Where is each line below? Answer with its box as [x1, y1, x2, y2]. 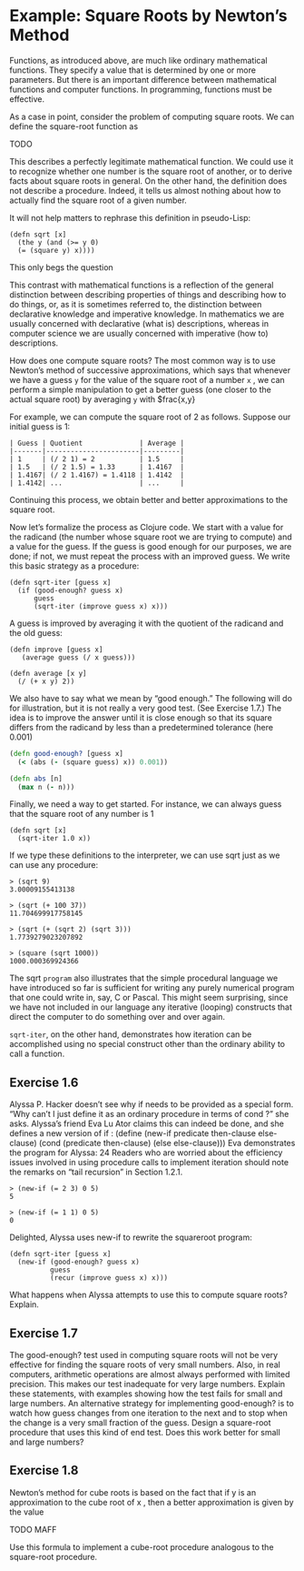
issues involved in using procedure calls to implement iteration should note [9, 1157, 289, 1168]
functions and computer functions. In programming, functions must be [9, 84, 272, 95]
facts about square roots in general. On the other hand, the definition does [9, 175, 288, 186]
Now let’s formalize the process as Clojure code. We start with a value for [9, 521, 284, 532]
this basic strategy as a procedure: [9, 560, 140, 571]
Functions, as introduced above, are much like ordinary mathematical [9, 55, 268, 65]
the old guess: [9, 627, 64, 638]
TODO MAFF [9, 1524, 57, 1535]
